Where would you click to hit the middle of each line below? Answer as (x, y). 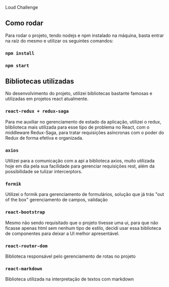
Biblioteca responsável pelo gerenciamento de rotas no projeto (71, 256)
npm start (17, 66)
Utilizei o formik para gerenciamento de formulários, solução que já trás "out (85, 194)
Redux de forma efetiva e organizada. (44, 138)
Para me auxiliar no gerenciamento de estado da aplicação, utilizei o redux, (83, 121)
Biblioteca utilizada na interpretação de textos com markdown (70, 279)
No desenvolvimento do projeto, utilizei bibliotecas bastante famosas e (79, 94)
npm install (20, 53)
